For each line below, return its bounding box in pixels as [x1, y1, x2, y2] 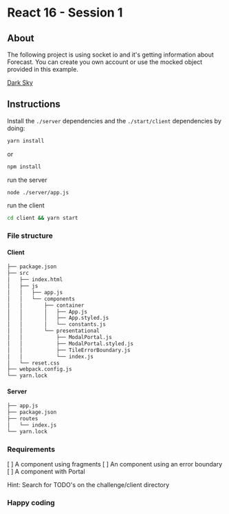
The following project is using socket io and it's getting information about [7, 50, 215, 59]
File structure [7, 231, 53, 240]
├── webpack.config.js [7, 366, 72, 373]
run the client [7, 201, 45, 209]
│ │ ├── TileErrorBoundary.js [7, 347, 131, 353]
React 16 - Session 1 [7, 5, 123, 21]
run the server [7, 176, 47, 184]
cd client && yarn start [7, 215, 78, 222]
